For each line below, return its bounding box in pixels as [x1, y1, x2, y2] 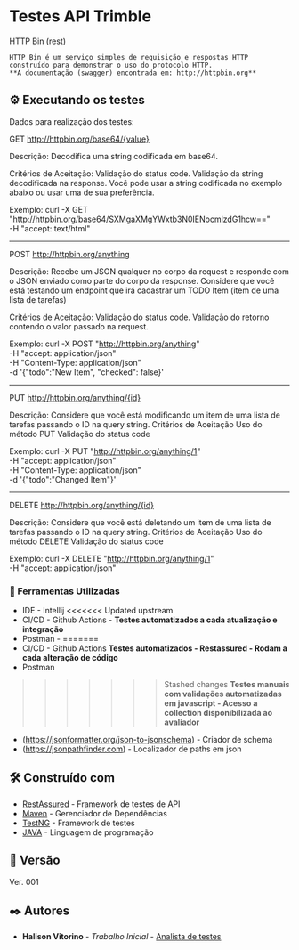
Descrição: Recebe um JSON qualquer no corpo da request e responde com [9, 265, 289, 277]
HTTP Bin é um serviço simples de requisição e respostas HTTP [9, 53, 249, 61]
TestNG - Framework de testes [21, 817, 135, 828]
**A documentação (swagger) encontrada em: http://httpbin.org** [9, 69, 256, 77]
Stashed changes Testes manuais [164, 679, 290, 690]
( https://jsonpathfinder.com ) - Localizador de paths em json [21, 743, 242, 754]
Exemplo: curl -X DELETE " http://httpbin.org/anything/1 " [9, 553, 214, 564]
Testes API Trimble [9, 6, 152, 27]
